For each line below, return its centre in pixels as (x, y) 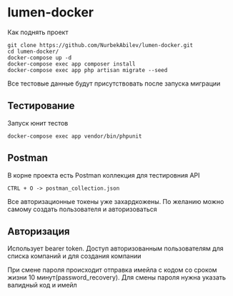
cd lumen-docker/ (33, 51)
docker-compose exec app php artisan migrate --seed (88, 70)
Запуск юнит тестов (38, 123)
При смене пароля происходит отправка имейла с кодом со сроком (112, 270)
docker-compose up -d (40, 58)
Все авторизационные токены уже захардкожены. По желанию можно (116, 201)
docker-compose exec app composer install (71, 64)
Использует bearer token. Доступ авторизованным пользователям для (115, 249)
